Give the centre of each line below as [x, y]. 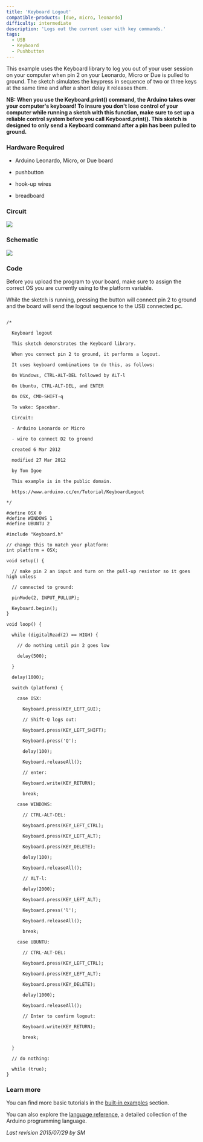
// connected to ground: [43, 587]
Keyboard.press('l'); [50, 910]
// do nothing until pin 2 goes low [63, 645]
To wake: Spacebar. [36, 407]
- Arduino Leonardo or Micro [48, 428]
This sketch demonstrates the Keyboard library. [74, 343]
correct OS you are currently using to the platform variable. [80, 287]
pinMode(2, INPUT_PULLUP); [46, 598]
